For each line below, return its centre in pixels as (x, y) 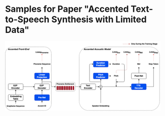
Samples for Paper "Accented (67, 9)
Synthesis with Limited (99, 19)
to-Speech (27, 19)
